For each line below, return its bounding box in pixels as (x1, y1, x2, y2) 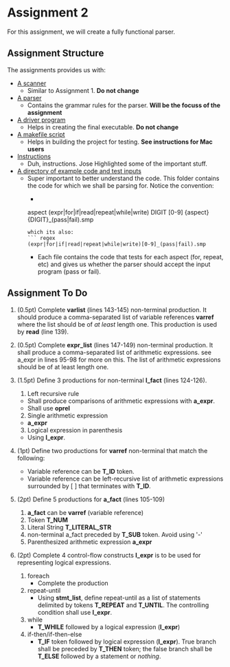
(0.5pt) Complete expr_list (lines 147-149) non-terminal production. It (16, 340, 214, 349)
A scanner (16, 79, 47, 87)
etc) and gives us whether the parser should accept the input (37, 260, 211, 268)
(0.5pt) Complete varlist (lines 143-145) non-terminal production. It (16, 305, 207, 314)
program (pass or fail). (37, 267, 102, 276)
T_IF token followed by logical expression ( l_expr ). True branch (37, 637, 216, 646)
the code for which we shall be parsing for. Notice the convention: (27, 181, 214, 190)
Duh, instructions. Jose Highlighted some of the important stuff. (27, 160, 208, 168)
